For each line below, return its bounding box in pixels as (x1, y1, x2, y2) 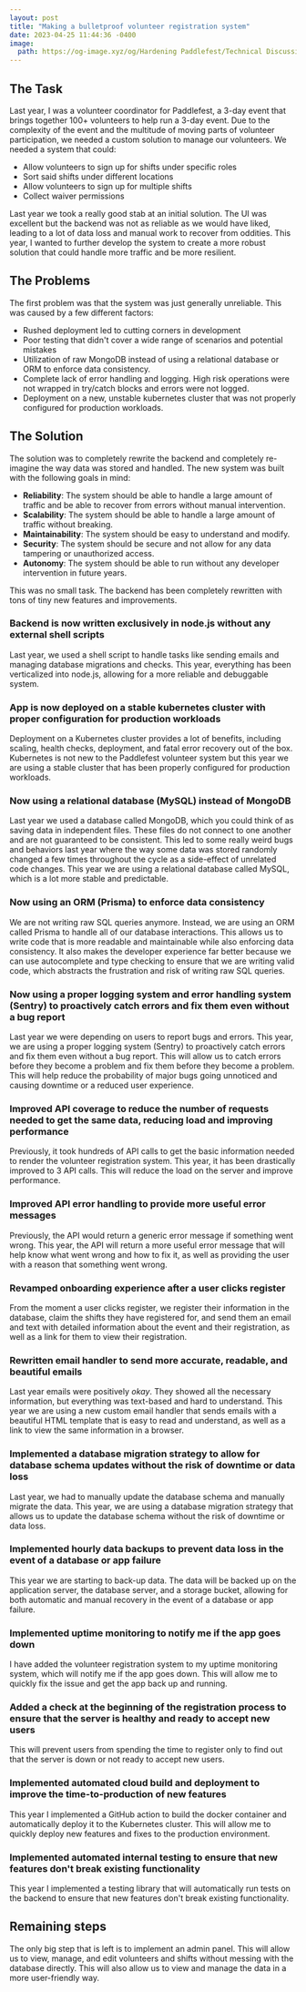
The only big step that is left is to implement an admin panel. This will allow (9, 1943, 291, 1954)
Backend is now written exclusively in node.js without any (9, 617, 271, 629)
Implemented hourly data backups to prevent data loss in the (9, 1543, 284, 1556)
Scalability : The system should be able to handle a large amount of (22, 509, 276, 520)
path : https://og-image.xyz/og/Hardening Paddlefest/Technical (17, 47, 262, 56)
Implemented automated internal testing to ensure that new (9, 1851, 278, 1864)
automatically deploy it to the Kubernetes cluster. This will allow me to (9, 1818, 271, 1829)
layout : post (9, 13, 59, 23)
